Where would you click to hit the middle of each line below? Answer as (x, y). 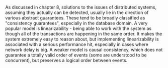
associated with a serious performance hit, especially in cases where (77, 44)
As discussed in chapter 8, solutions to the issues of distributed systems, (81, 7)
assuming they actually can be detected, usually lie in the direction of (77, 12)
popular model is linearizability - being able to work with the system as (78, 28)
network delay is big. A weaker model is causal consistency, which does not (84, 50)
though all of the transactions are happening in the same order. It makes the (84, 34)
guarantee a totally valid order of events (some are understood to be (76, 55)
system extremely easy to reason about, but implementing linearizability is (82, 39)
